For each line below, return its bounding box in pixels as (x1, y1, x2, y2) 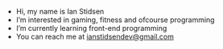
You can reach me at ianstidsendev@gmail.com (15, 32, 175, 41)
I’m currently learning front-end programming (15, 24, 167, 32)
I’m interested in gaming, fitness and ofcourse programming (15, 15, 215, 24)
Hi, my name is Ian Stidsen (15, 7, 105, 16)
